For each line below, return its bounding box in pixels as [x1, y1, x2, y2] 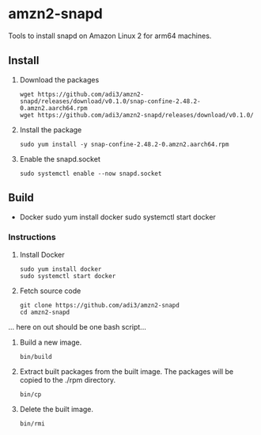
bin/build [19, 353, 53, 361]
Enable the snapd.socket [19, 154, 100, 163]
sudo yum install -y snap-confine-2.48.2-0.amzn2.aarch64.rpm [19, 140, 229, 148]
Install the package [19, 124, 82, 135]
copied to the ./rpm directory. [19, 375, 116, 384]
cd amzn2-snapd [19, 308, 70, 316]
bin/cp [19, 390, 42, 399]
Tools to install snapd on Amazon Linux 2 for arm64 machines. [8, 31, 212, 40]
